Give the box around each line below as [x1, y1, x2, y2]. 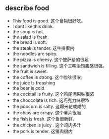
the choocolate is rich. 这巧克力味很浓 [12, 97, 90, 103]
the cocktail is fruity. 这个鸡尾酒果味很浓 [12, 91, 94, 97]
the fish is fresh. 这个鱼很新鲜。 [12, 116, 77, 122]
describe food [5, 4, 50, 12]
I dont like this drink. [12, 23, 54, 29]
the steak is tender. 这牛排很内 [12, 45, 75, 51]
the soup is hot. [12, 28, 45, 34]
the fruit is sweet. [12, 68, 48, 74]
